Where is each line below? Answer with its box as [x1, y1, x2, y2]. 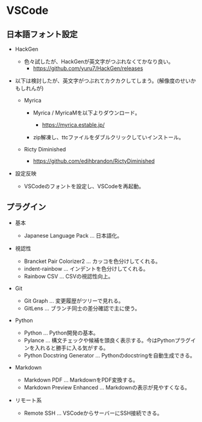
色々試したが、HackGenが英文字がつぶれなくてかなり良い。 [24, 58, 174, 65]
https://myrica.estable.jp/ [42, 121, 105, 128]
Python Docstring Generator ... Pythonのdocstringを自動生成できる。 [24, 351, 196, 359]
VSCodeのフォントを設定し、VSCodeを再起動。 [24, 183, 145, 190]
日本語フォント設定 [6, 29, 78, 39]
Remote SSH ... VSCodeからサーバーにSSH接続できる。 [24, 409, 163, 417]
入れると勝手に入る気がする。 [34, 344, 109, 351]
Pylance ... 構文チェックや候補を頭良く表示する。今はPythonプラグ [24, 336, 191, 344]
